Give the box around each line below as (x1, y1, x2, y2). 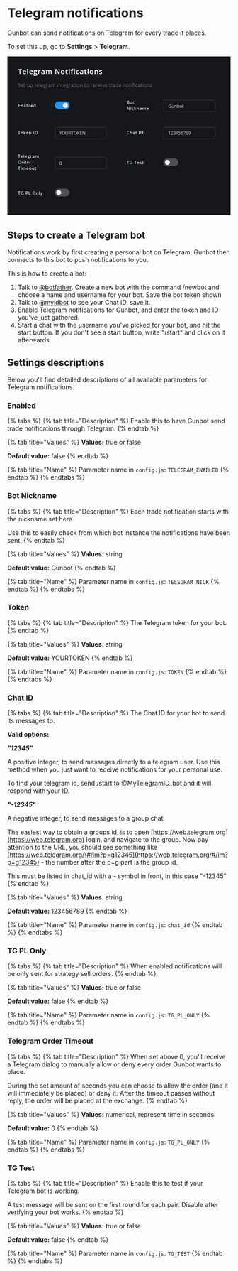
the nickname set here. (7, 514, 74, 523)
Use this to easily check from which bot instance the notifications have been (7, 528, 231, 537)
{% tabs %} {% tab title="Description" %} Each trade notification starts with (7, 507, 229, 516)
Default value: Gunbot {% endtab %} (7, 563, 116, 572)
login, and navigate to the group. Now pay (86, 835, 209, 844)
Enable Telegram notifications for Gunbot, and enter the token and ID (17, 305, 219, 314)
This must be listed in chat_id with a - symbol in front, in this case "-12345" (7, 872, 227, 880)
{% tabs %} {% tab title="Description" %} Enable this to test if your (7, 1179, 203, 1188)
